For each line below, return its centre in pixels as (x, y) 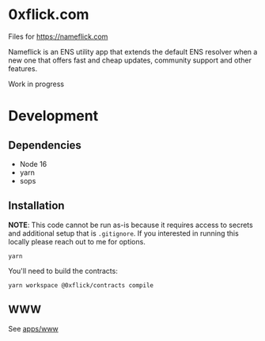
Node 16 (33, 164)
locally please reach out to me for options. (77, 241)
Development (53, 116)
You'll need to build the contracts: (63, 271)
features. (23, 68)
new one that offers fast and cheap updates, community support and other (130, 60)
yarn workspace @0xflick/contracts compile (81, 285)
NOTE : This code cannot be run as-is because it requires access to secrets (131, 225)
